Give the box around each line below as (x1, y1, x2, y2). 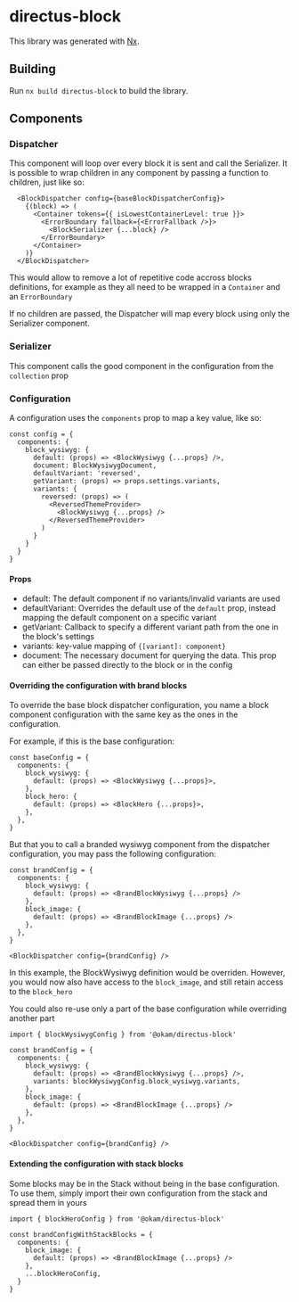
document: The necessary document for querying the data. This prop (21, 650, 278, 661)
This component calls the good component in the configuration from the (9, 360, 274, 371)
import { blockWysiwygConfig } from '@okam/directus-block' (9, 1030, 238, 1040)
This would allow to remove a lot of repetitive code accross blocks (9, 272, 252, 283)
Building (9, 62, 56, 77)
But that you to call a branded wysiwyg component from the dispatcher (9, 839, 271, 850)
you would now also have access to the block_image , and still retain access (9, 976, 284, 987)
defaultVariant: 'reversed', (32, 469, 141, 478)
